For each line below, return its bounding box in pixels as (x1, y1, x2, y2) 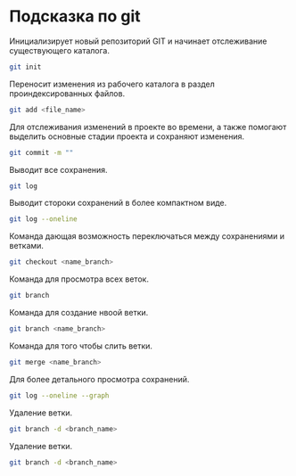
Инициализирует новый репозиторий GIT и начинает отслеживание (9, 36, 267, 46)
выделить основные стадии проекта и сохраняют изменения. (9, 131, 245, 142)
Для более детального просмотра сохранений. (9, 373, 190, 384)
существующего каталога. (9, 45, 110, 55)
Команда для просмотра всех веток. (9, 274, 150, 284)
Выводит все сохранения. (9, 164, 109, 175)
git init (9, 62, 42, 71)
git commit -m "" (9, 148, 74, 157)
